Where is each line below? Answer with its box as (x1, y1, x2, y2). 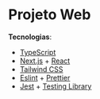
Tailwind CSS (19, 64, 63, 73)
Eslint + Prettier (19, 73, 71, 82)
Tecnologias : (8, 32, 52, 42)
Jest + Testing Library (19, 81, 92, 91)
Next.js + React (19, 56, 71, 65)
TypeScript (19, 47, 56, 57)
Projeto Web (8, 6, 91, 24)
